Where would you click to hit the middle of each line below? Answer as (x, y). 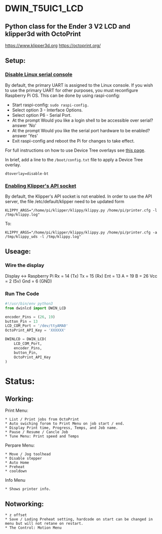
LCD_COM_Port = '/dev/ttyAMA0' (37, 326)
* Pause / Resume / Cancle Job (37, 432)
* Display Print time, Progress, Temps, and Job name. (62, 428)
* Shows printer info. (28, 489)
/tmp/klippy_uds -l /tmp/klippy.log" (43, 236)
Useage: (18, 252)
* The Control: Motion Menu (33, 528)
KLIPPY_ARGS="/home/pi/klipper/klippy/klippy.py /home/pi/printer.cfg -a (81, 232)
